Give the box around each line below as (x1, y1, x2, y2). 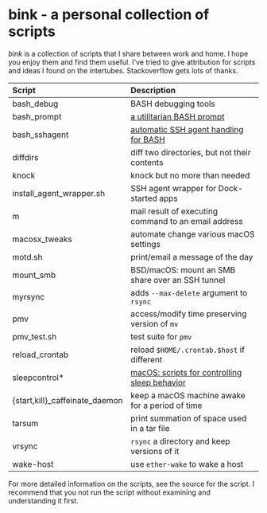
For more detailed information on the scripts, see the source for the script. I (8, 479, 255, 488)
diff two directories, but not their (130, 147, 251, 158)
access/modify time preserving (130, 308, 247, 319)
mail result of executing (130, 206, 219, 217)
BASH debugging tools (130, 98, 216, 109)
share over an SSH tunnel (130, 274, 226, 285)
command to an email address (130, 215, 244, 226)
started (130, 193, 157, 204)
